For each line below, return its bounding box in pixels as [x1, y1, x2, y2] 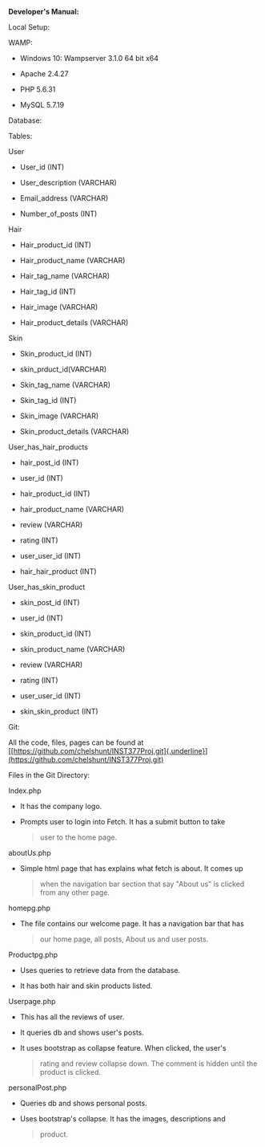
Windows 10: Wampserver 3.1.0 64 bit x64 [19, 54, 159, 63]
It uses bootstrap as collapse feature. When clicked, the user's [19, 1043, 227, 1052]
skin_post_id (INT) [19, 598, 80, 607]
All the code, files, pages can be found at [8, 738, 144, 747]
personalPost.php [8, 1083, 66, 1092]
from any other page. [39, 888, 110, 897]
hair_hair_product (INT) [19, 567, 98, 576]
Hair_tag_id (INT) [19, 287, 76, 296]
